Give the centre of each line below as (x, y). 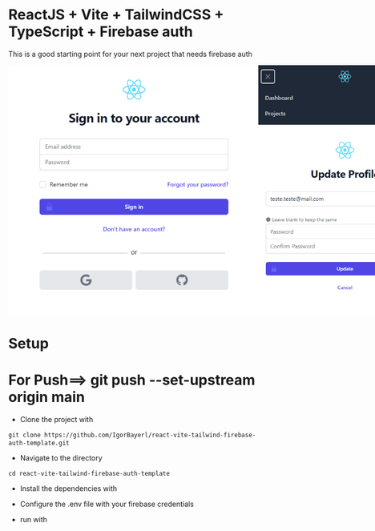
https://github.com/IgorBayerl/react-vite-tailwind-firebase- (150, 435)
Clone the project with (56, 420)
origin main (47, 397)
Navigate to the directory (61, 458)
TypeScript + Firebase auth (101, 32)
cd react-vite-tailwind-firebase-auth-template (89, 474)
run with (34, 520)
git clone (25, 435)
